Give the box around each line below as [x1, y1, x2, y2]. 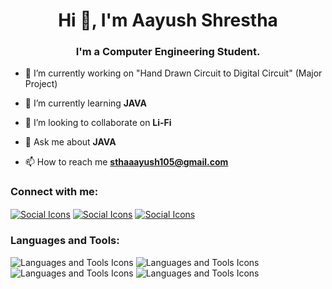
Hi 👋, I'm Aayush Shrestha [58, 9, 278, 32]
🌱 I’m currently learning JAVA [24, 97, 147, 109]
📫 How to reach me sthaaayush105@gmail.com [24, 156, 229, 168]
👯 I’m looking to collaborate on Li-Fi [24, 117, 172, 129]
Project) [24, 78, 58, 90]
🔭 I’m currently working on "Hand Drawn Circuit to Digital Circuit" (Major [24, 67, 323, 79]
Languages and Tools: [10, 234, 120, 248]
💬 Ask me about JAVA [24, 136, 117, 148]
